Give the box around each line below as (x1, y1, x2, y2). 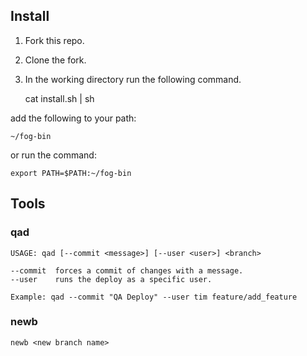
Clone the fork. (24, 54, 87, 66)
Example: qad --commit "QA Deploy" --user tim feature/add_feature (10, 292, 298, 302)
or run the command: (10, 149, 97, 161)
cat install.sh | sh (24, 92, 95, 104)
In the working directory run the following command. (24, 73, 242, 85)
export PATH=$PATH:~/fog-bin (10, 168, 132, 178)
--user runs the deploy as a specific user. (10, 274, 213, 284)
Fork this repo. (24, 34, 85, 46)
